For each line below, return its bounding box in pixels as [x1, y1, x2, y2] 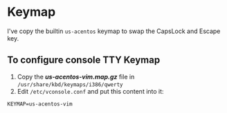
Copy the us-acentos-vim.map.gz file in [17, 72, 135, 81]
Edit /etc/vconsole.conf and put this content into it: [17, 87, 164, 95]
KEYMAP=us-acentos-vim [7, 101, 73, 107]
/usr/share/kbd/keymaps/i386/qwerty [17, 81, 123, 88]
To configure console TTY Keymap [7, 54, 161, 66]
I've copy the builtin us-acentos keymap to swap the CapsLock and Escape [7, 27, 221, 35]
